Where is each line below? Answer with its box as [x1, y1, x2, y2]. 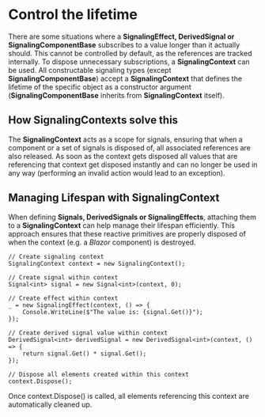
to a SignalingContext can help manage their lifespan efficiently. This [8, 220, 236, 230]
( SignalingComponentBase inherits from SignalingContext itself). [8, 90, 225, 100]
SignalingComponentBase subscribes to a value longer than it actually [8, 40, 240, 49]
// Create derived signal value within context [8, 328, 168, 337]
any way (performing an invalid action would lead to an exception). [8, 168, 225, 177]
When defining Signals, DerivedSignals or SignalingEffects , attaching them [8, 212, 257, 222]
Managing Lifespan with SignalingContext [8, 191, 220, 205]
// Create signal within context [8, 273, 119, 282]
